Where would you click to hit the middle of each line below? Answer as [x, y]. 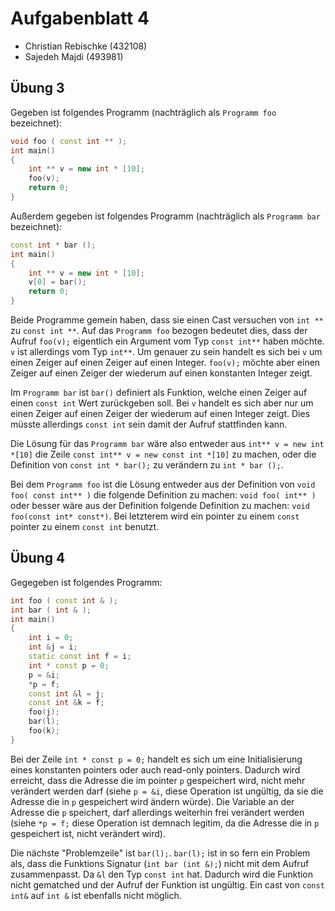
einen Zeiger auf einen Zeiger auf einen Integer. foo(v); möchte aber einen [165, 362]
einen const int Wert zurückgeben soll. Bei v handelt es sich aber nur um [162, 403]
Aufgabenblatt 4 [80, 18]
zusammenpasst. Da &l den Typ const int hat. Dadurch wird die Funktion [162, 874]
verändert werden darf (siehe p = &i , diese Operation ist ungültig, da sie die [167, 791]
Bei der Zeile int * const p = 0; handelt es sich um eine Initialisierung [156, 759]
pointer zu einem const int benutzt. [85, 526]
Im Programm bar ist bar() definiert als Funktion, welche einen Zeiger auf [159, 392]
